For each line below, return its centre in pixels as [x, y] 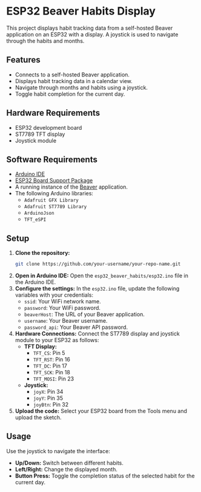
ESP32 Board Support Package [54, 181]
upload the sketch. [38, 417]
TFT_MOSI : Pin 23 [54, 379]
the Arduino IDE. [35, 282]
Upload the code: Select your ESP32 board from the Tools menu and [101, 411]
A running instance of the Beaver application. [71, 187]
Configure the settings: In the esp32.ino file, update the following [97, 289]
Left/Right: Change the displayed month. [66, 469]
